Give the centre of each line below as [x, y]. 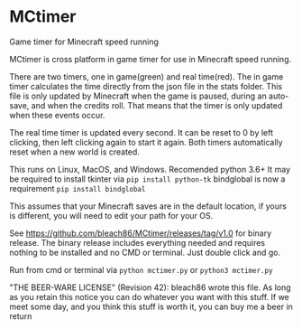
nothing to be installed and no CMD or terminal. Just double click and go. [145, 252]
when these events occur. [57, 115]
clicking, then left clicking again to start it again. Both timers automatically [146, 142]
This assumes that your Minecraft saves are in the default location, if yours [148, 206]
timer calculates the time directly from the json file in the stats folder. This [146, 86]
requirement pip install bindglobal [78, 188]
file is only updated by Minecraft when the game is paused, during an [138, 96]
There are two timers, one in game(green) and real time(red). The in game [146, 76]
